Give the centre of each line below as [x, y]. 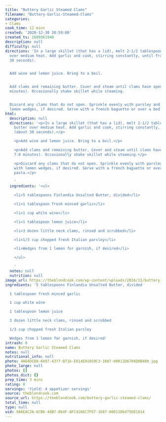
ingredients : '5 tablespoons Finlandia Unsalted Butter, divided [74, 285]
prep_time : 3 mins [24, 380]
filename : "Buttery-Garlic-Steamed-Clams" [49, 14]
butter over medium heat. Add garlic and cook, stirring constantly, [87, 127]
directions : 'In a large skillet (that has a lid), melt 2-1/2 [72, 51]
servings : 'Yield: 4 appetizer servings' [48, 389]
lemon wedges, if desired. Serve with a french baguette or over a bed [85, 109]
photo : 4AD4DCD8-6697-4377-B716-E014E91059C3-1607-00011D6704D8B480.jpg [82, 361]
